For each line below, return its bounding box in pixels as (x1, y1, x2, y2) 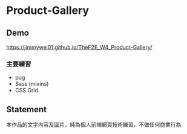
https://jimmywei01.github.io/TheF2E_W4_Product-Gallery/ (6, 43, 153, 51)
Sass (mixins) (15, 80, 49, 88)
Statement (6, 104, 47, 115)
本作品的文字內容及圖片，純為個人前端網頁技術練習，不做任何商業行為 (6, 121, 182, 129)
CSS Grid (15, 87, 38, 94)
